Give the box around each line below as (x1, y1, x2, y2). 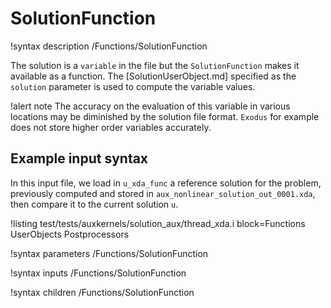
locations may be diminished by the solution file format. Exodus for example (10, 110, 320, 122)
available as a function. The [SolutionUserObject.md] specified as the (10, 70, 297, 82)
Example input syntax (10, 150, 149, 167)
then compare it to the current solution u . (10, 198, 179, 210)
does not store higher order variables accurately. (10, 121, 212, 133)
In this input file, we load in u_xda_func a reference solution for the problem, (10, 177, 322, 189)
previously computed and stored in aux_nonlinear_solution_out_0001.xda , (10, 187, 316, 199)
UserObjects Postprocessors (10, 228, 130, 240)
